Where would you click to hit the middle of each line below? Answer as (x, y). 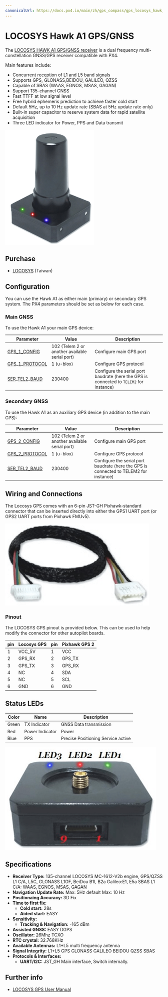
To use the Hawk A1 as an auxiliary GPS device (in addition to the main (77, 412)
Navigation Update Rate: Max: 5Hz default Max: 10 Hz (68, 892)
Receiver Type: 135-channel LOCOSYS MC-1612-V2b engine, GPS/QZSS (87, 876)
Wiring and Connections (44, 494)
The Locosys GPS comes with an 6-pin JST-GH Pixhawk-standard (73, 506)
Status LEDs (24, 704)
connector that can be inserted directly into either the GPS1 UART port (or (81, 511)
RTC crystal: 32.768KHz (38, 940)
